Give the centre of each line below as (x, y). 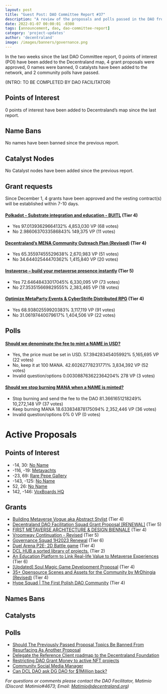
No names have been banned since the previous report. (62, 143)
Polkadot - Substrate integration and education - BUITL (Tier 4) (72, 215)
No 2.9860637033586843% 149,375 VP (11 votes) (64, 232)
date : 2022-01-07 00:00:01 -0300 (40, 24)
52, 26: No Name (30, 486)
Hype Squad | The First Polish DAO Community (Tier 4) (69, 583)
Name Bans (23, 131)
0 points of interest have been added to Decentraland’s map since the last (81, 110)
